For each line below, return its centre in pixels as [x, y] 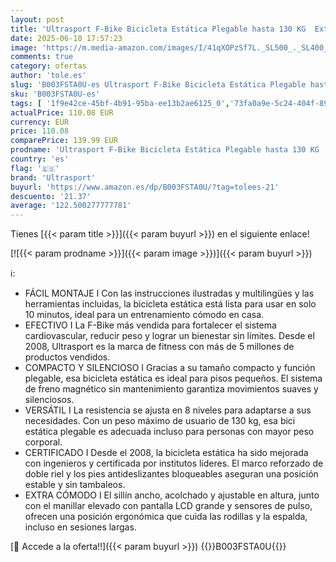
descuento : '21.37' [51, 196]
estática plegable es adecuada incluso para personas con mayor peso [169, 432]
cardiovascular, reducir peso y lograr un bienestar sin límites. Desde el [169, 336]
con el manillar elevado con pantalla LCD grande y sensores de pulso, [168, 506]
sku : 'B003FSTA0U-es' [55, 94]
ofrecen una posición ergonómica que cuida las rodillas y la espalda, [166, 517]
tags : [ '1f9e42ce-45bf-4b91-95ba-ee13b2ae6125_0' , [120, 103]
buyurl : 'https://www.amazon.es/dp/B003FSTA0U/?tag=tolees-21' [145, 187]
